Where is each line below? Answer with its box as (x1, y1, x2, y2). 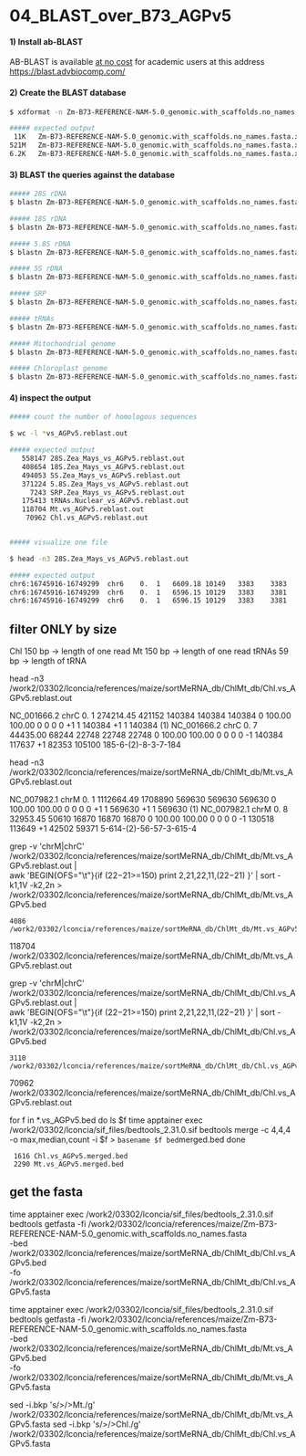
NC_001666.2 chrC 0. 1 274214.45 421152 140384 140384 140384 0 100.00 (9, 710, 291, 721)
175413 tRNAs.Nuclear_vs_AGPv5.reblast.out (21, 497, 189, 506)
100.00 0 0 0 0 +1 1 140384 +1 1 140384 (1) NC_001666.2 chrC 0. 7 (9, 720, 258, 731)
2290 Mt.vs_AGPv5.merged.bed (13, 1160, 125, 1169)
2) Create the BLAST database (9, 87, 127, 98)
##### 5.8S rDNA (9, 239, 71, 248)
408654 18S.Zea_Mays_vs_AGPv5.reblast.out (21, 462, 185, 471)
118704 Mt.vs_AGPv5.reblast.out (21, 505, 145, 514)
